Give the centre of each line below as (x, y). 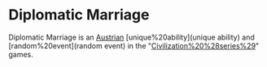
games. (21, 54)
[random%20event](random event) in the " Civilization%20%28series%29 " (134, 45)
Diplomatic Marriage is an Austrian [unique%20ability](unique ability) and (131, 37)
